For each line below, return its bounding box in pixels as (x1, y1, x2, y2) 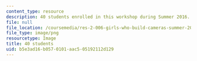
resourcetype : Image (6, 35, 57, 41)
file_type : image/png (6, 30, 59, 36)
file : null (6, 19, 33, 25)
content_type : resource (6, 8, 64, 15)
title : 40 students (6, 41, 54, 47)
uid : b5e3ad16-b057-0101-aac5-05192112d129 (6, 46, 114, 52)
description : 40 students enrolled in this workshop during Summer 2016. (6, 14, 191, 20)
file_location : (6, 24, 43, 31)
